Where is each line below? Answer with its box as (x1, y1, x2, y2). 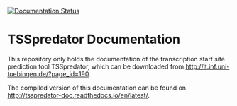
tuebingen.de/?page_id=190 (7, 69, 89, 78)
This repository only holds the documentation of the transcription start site (7, 54, 226, 63)
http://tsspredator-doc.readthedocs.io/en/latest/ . (7, 90, 150, 99)
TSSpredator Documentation (7, 32, 181, 47)
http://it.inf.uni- (185, 62, 230, 71)
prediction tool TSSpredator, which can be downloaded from (7, 62, 184, 71)
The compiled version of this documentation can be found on (7, 83, 187, 92)
